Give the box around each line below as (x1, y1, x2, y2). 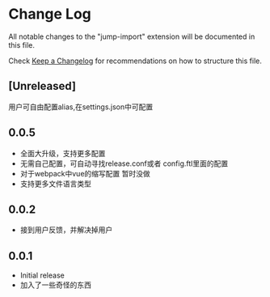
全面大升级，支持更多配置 (19, 148, 106, 158)
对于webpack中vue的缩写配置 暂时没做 (19, 168, 151, 178)
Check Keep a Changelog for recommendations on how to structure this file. (8, 56, 263, 66)
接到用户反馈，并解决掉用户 (19, 225, 113, 235)
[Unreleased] (8, 79, 77, 93)
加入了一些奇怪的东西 (19, 280, 91, 290)
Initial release (19, 270, 65, 280)
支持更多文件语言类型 (19, 179, 91, 189)
